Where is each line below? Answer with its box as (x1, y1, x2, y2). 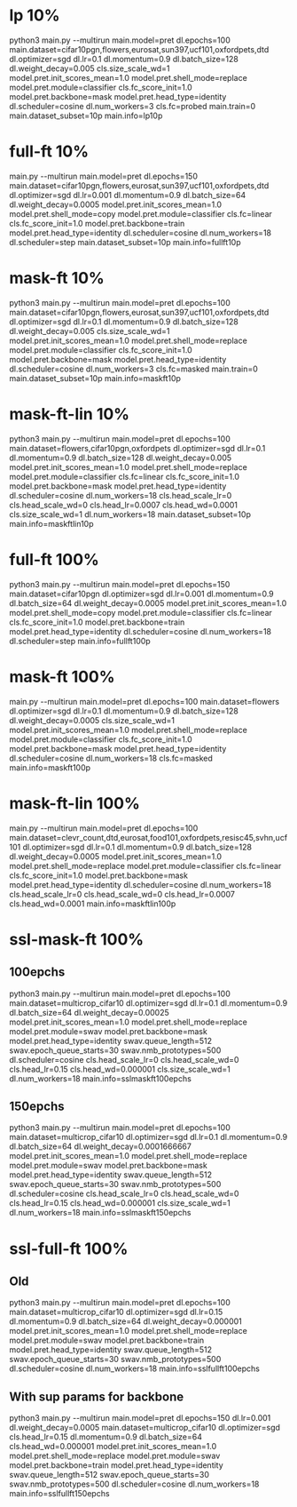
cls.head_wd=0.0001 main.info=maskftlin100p (9, 898, 176, 909)
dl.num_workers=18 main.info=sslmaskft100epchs (9, 1072, 192, 1084)
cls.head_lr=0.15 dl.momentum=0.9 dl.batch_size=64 (9, 1431, 202, 1442)
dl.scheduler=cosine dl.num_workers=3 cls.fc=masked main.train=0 (9, 363, 259, 374)
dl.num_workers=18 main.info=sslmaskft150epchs (9, 1208, 191, 1218)
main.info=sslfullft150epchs (9, 1488, 110, 1499)
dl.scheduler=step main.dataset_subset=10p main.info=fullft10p (9, 236, 241, 247)
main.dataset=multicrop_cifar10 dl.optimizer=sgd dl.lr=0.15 (9, 1307, 223, 1318)
